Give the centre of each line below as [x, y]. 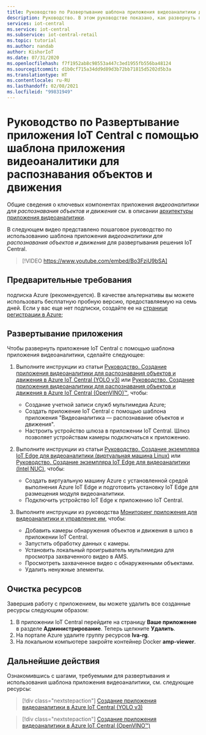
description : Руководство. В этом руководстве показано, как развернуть [101, 18]
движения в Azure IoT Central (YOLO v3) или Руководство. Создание [105, 380]
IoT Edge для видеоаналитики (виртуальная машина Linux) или [98, 456]
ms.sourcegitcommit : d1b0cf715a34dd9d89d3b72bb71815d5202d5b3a [89, 69]
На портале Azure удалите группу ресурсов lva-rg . [82, 635]
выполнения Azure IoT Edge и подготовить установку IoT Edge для [112, 487]
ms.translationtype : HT [37, 75]
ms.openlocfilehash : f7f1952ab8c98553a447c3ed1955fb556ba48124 [89, 63]
